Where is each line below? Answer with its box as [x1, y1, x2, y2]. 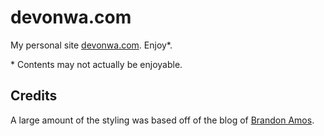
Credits [10, 87, 58, 105]
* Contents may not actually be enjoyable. [10, 58, 183, 70]
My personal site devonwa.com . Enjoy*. [10, 39, 173, 51]
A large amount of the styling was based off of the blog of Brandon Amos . [10, 114, 315, 126]
